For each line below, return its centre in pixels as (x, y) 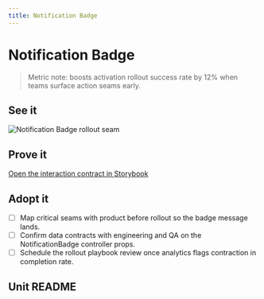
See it (23, 110)
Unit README (43, 287)
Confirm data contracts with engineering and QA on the (111, 235)
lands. (30, 227)
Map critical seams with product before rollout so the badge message (134, 218)
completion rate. (47, 262)
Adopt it (29, 198)
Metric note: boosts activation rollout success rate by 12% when (133, 77)
